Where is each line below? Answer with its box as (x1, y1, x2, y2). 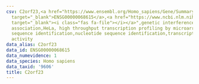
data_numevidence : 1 (6, 53, 57, 59)
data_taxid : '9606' (6, 63, 54, 70)
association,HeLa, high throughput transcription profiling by (11, 25, 171, 31)
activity (11, 36, 33, 42)
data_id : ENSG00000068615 (6, 47, 70, 53)
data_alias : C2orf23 (6, 42, 57, 48)
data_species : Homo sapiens (6, 58, 76, 64)
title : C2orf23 (6, 69, 44, 75)
